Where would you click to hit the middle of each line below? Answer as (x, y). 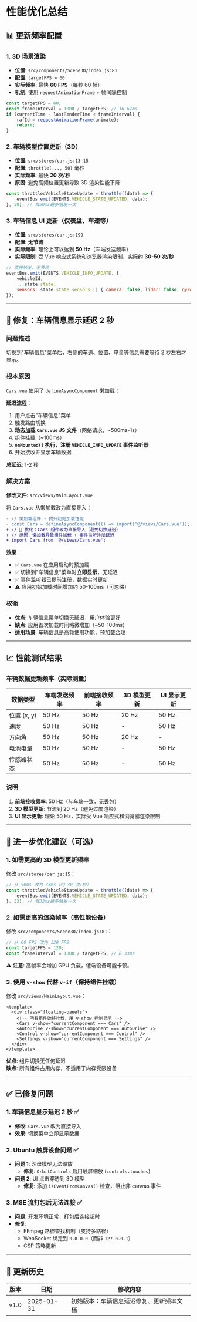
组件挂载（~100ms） (40, 437)
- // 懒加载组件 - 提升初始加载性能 (45, 518)
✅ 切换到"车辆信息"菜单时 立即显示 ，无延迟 (66, 572)
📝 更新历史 (25, 1272)
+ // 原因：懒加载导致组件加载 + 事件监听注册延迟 (60, 535)
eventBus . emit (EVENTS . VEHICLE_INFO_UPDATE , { (62, 274)
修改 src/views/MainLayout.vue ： (46, 996)
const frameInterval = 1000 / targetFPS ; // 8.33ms (70, 953)
